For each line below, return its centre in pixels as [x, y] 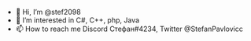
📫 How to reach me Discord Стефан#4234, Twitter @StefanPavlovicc [129, 29]
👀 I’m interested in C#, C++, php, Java [78, 20]
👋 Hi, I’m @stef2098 [48, 12]
